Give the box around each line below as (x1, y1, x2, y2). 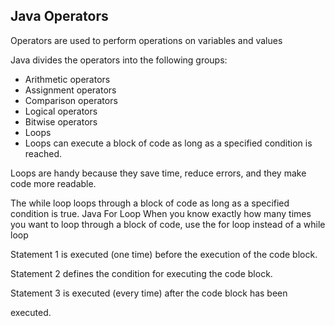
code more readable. (10, 177, 97, 189)
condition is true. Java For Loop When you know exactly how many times (10, 207, 312, 219)
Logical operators (24, 105, 98, 117)
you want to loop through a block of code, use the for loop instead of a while (10, 218, 326, 230)
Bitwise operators (24, 115, 98, 128)
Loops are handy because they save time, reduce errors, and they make (10, 167, 307, 179)
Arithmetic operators (24, 73, 111, 85)
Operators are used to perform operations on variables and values (10, 34, 283, 46)
